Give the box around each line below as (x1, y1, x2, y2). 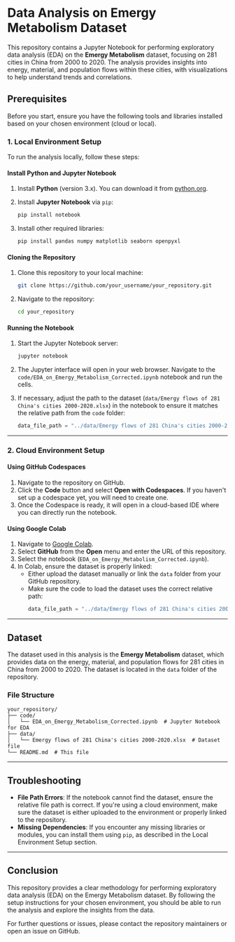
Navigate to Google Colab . (17, 540, 94, 549)
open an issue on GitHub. (7, 927, 80, 935)
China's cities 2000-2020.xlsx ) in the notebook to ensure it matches (17, 401, 218, 410)
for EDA (7, 725, 30, 732)
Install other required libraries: (17, 224, 105, 233)
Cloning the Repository (7, 253, 76, 261)
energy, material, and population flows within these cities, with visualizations (7, 65, 228, 74)
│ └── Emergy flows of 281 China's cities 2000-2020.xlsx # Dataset (7, 736, 220, 744)
